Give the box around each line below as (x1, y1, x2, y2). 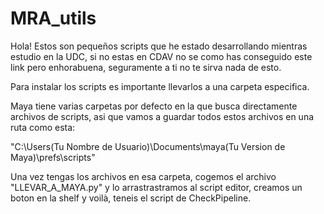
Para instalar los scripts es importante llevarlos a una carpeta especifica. (10, 80, 310, 92)
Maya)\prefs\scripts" (10, 151, 96, 163)
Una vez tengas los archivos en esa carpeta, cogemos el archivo (10, 170, 277, 182)
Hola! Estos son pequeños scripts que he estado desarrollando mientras (10, 40, 308, 52)
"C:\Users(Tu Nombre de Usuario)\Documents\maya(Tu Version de (10, 140, 286, 152)
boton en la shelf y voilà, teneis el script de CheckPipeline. (10, 192, 252, 204)
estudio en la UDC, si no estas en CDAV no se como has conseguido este (10, 50, 313, 62)
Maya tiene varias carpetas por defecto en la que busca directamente (10, 100, 298, 112)
